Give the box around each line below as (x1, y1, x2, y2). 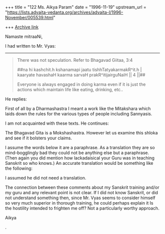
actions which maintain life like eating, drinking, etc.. (17, 87, 123, 92)
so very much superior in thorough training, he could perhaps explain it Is (5, 200, 154, 206)
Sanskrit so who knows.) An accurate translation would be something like (5, 160, 154, 166)
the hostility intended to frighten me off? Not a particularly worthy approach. (5, 206, 160, 211)
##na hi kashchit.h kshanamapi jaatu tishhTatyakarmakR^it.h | (17, 67, 142, 73)
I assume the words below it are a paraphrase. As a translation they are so (5, 145, 155, 150)
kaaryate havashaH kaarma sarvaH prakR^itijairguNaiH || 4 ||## (17, 72, 146, 78)
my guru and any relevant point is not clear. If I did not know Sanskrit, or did (5, 190, 158, 195)
